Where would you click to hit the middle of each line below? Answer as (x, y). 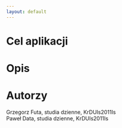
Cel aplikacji (37, 41)
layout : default (26, 12)
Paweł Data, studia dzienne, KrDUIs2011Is (57, 118)
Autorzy (27, 96)
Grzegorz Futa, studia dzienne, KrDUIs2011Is (61, 112)
